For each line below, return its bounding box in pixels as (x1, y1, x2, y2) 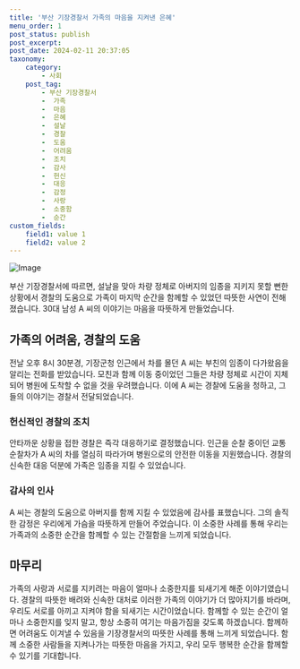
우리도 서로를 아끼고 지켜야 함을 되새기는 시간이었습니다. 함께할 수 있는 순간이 (9, 605, 279, 616)
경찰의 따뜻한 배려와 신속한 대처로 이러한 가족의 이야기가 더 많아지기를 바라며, (21, 595, 291, 605)
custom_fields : (9, 221, 66, 230)
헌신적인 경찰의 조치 (9, 416, 90, 428)
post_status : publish (9, 30, 90, 39)
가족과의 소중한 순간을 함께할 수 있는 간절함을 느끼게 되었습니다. (9, 529, 232, 540)
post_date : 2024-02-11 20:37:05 (9, 47, 130, 56)
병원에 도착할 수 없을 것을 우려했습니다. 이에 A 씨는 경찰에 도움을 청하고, (25, 380, 278, 390)
